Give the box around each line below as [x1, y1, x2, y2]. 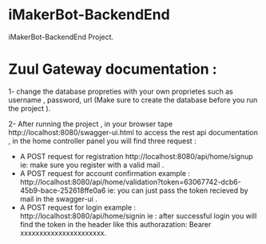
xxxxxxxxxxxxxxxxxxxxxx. [19, 228, 106, 238]
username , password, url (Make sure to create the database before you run [8, 94, 258, 105]
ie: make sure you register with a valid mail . [19, 160, 165, 170]
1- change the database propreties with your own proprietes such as [8, 86, 233, 96]
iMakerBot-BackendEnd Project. [8, 32, 114, 42]
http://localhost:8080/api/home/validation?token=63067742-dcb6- [19, 177, 241, 186]
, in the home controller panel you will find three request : [8, 136, 197, 146]
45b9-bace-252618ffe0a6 [19, 186, 106, 195]
